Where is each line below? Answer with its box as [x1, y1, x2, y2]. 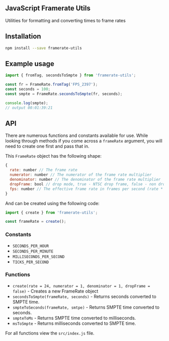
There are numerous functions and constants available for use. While [5, 132, 148, 138]
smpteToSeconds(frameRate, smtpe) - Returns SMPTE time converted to [12, 304, 160, 310]
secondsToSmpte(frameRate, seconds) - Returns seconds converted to [12, 293, 157, 300]
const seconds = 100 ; [5, 87, 51, 92]
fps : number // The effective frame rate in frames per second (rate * [10, 186, 163, 191]
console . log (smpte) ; [5, 101, 49, 106]
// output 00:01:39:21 [5, 105, 53, 110]
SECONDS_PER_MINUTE [12, 249, 54, 254]
